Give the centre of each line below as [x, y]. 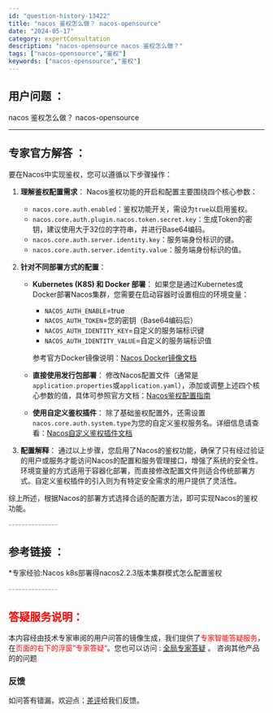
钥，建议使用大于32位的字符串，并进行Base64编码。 [121, 229]
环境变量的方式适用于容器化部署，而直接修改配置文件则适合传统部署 [134, 470]
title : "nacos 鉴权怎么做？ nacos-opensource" [85, 24]
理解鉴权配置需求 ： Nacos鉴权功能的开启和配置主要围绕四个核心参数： [139, 191]
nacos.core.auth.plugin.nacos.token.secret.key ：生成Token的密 [142, 219]
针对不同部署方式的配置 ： [63, 267]
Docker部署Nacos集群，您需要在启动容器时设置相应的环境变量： [141, 294]
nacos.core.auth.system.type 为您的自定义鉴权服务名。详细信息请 [142, 423]
